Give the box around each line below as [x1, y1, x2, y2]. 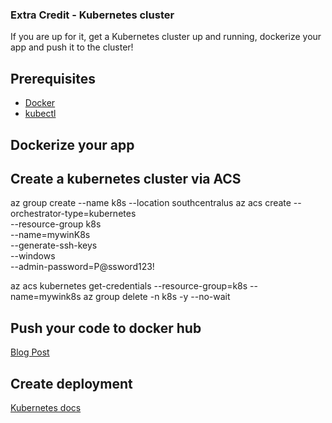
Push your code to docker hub [10, 319, 202, 337]
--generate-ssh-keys [10, 239, 98, 252]
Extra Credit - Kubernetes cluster [10, 8, 175, 22]
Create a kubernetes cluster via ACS [10, 170, 242, 187]
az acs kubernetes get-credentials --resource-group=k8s [10, 280, 248, 292]
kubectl [24, 108, 57, 120]
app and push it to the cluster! [10, 41, 134, 53]
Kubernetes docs [10, 401, 82, 413]
